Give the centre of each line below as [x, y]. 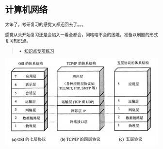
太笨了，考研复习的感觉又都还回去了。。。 [45, 24]
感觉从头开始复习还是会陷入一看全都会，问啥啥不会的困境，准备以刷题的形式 [81, 34]
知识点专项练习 [39, 51]
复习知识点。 [18, 41]
